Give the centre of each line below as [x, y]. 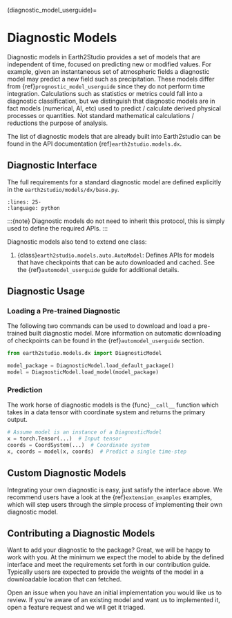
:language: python [33, 208]
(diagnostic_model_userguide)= [52, 10]
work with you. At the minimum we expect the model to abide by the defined [116, 557]
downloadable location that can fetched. [65, 579]
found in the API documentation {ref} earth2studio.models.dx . [94, 144]
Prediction [25, 389]
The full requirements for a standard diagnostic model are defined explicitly [114, 182]
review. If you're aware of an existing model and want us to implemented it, [114, 600]
